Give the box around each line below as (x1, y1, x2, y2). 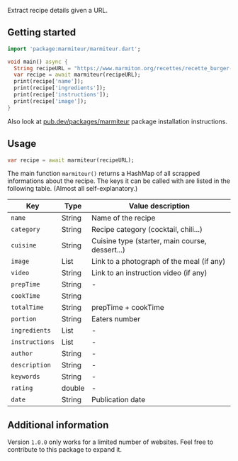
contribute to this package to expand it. (7, 445, 123, 454)
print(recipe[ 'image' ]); (13, 97, 87, 105)
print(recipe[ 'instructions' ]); (13, 91, 110, 99)
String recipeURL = (13, 65, 72, 72)
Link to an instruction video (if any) (91, 268, 208, 278)
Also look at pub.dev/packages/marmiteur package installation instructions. (7, 117, 228, 126)
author (11, 350, 33, 357)
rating (11, 384, 33, 392)
